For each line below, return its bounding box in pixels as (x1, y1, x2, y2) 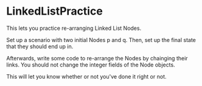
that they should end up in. (6, 43, 74, 50)
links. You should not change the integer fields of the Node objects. (6, 61, 175, 68)
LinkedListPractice (6, 4, 103, 18)
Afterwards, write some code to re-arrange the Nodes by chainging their (6, 54, 188, 62)
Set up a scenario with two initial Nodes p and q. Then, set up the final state (6, 36, 197, 43)
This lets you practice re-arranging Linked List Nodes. (6, 24, 142, 32)
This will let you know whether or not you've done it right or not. (6, 73, 167, 80)
